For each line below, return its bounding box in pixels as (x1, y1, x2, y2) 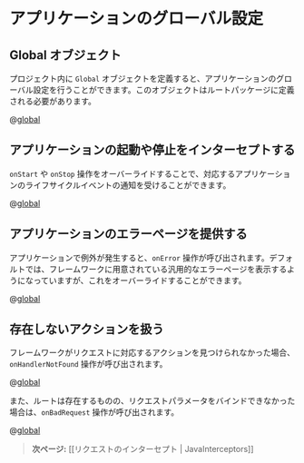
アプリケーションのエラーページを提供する (9, 226, 248, 241)
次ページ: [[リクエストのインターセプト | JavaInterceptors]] (31, 444, 254, 455)
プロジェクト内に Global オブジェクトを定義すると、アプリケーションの (9, 74, 277, 84)
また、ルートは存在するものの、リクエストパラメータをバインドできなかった (9, 396, 296, 407)
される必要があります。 (9, 96, 97, 106)
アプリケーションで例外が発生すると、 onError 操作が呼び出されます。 (9, 251, 270, 263)
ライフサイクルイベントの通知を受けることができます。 (25, 179, 231, 191)
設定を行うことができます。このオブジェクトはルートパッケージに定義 (33, 84, 295, 95)
